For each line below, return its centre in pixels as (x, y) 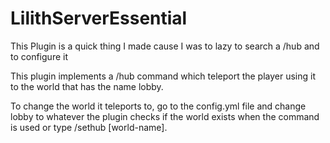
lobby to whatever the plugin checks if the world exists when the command (165, 116)
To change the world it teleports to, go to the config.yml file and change (158, 106)
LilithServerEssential (99, 18)
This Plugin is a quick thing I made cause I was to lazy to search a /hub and (165, 46)
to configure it (39, 56)
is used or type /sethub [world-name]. (89, 127)
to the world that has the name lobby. (87, 86)
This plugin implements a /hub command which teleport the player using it (163, 76)
